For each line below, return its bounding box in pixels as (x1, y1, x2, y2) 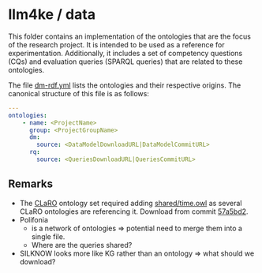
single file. (31, 231, 65, 241)
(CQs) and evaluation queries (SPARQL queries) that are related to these (8, 57, 243, 66)
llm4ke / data (8, 6, 96, 24)
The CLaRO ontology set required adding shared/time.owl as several (19, 198, 242, 208)
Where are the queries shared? (31, 240, 133, 249)
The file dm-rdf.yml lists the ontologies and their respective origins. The (8, 80, 241, 90)
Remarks (8, 178, 54, 191)
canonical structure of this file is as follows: (8, 88, 150, 98)
